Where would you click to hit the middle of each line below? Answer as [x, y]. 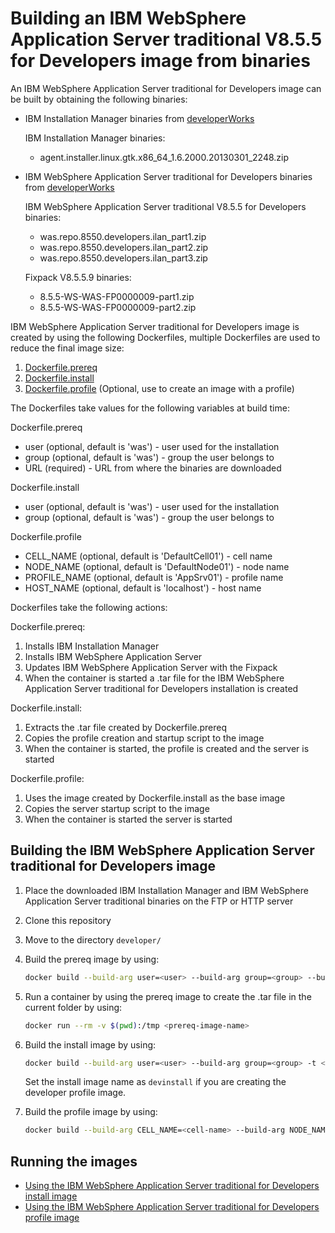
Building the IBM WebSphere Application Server [162, 850]
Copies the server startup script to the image [117, 808]
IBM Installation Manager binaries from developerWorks [139, 118]
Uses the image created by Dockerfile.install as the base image [155, 798]
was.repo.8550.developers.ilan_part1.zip [123, 236]
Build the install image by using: [90, 1044]
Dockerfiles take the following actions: [89, 607]
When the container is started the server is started [128, 819]
